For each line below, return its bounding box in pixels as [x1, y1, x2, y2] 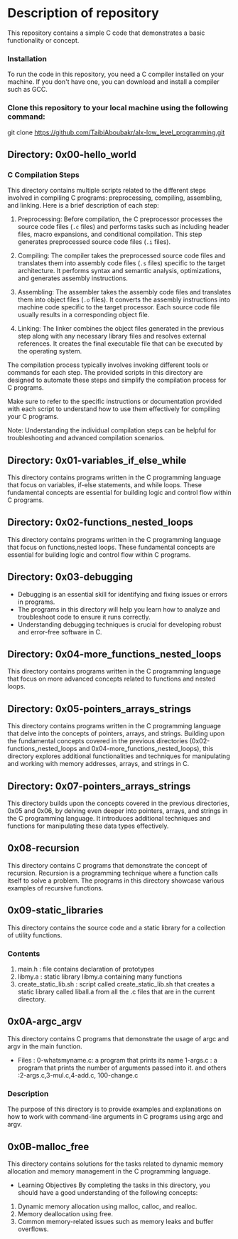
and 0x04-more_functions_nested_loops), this [78, 745, 214, 753]
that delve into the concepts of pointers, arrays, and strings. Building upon [7, 729, 225, 738]
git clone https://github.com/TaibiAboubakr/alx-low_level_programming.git [7, 128, 225, 137]
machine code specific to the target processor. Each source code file [17, 303, 220, 312]
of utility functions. [7, 930, 63, 940]
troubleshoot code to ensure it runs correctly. [17, 612, 151, 621]
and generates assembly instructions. [17, 274, 128, 282]
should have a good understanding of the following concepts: [17, 1188, 198, 1196]
